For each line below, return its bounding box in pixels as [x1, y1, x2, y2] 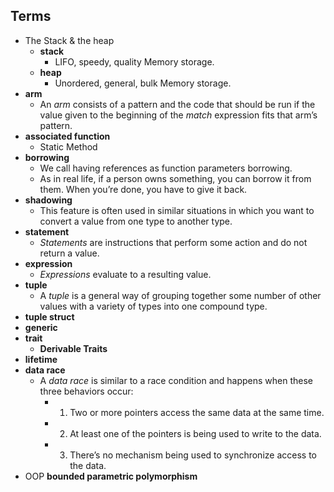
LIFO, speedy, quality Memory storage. [54, 55, 215, 68]
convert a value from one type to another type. [39, 215, 233, 227]
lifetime [24, 353, 58, 365]
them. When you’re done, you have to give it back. [39, 183, 248, 195]
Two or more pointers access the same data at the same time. [69, 406, 325, 418]
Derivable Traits [39, 342, 108, 354]
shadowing [24, 194, 73, 206]
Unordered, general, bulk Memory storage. [54, 77, 232, 89]
